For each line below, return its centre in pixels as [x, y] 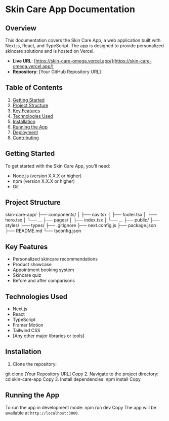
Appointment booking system [43, 270]
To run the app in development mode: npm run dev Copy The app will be [81, 407]
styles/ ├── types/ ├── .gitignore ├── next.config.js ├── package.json [81, 225]
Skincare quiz [27, 275]
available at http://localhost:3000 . [42, 413]
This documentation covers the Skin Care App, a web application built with [83, 40]
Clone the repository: [35, 364]
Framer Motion [28, 325]
